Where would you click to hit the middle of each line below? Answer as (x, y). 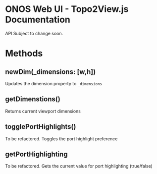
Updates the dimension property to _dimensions (54, 83)
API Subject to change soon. (34, 33)
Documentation (38, 20)
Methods (24, 54)
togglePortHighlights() (41, 127)
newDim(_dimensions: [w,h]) (51, 72)
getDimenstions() (33, 99)
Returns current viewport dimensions (43, 111)
